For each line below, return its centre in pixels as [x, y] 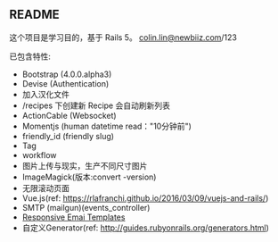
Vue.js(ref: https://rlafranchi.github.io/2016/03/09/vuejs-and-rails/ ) [145, 198]
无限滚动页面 [45, 188]
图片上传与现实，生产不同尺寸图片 [85, 165]
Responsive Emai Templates [74, 217]
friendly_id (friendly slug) [68, 136]
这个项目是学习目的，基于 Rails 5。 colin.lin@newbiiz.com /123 [123, 37]
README [34, 15]
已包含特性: [30, 56]
